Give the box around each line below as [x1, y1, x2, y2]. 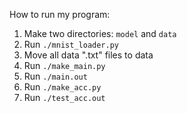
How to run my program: [9, 9, 111, 20]
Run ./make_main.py [23, 60, 106, 71]
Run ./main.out [23, 70, 88, 82]
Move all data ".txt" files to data [23, 49, 154, 61]
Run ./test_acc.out [23, 92, 106, 103]
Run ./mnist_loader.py [23, 39, 119, 50]
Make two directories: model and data [23, 28, 177, 39]
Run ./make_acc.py [23, 81, 102, 93]
